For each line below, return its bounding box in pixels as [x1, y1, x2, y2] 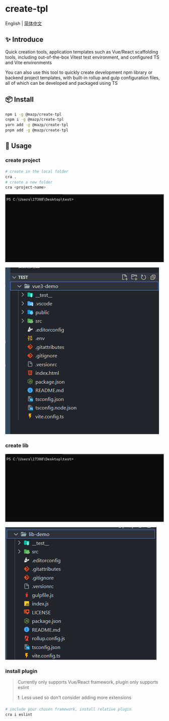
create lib [5, 442, 29, 449]
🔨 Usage [5, 142, 32, 150]
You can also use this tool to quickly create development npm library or [5, 69, 153, 75]
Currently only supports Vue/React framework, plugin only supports [17, 679, 158, 685]
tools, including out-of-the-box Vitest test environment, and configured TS [5, 54, 159, 60]
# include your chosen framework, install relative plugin [5, 707, 132, 712]
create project [5, 157, 41, 164]
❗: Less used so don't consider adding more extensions [17, 695, 132, 700]
